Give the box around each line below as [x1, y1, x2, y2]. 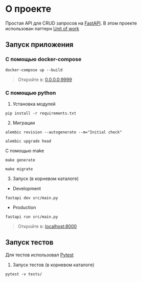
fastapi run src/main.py [5, 214, 58, 219]
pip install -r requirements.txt [5, 111, 77, 116]
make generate [5, 157, 36, 163]
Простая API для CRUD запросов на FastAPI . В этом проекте [5, 20, 137, 26]
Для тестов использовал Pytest [5, 252, 74, 258]
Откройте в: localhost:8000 [17, 223, 77, 229]
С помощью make [5, 147, 44, 154]
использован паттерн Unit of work [5, 25, 79, 31]
